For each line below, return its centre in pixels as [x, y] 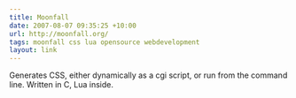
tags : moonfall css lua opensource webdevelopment [105, 42]
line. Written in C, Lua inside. [61, 85]
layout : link [33, 50]
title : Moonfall [39, 17]
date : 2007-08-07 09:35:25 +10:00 [73, 26]
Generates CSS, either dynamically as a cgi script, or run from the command [148, 75]
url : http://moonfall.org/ [59, 34]
